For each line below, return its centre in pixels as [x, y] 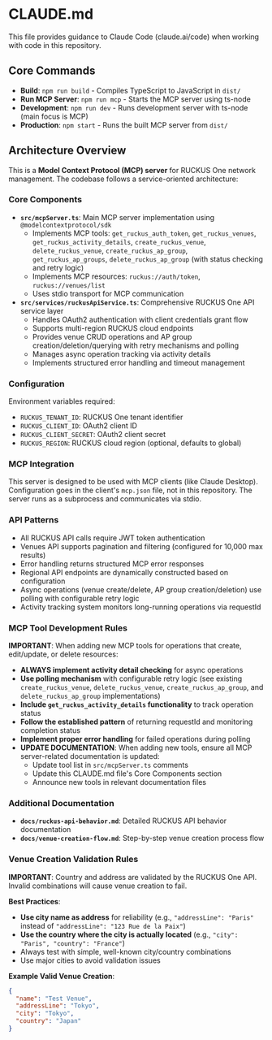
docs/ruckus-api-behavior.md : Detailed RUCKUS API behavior [123, 821]
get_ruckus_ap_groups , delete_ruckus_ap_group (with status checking [148, 259]
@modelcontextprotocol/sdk [66, 225]
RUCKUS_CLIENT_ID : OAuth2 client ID [79, 426]
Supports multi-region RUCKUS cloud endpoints [113, 328]
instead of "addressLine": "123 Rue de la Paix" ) [103, 925]
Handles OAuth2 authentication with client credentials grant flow [140, 319]
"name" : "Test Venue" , [54, 999]
